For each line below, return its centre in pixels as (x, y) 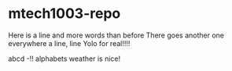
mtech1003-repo (64, 14)
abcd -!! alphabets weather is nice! (64, 59)
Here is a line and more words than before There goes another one (116, 35)
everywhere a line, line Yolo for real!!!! (69, 43)
